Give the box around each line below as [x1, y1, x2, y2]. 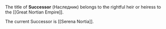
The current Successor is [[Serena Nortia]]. [5, 19, 94, 24]
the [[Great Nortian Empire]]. [5, 9, 64, 15]
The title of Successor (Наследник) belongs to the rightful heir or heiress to [5, 4, 162, 10]
